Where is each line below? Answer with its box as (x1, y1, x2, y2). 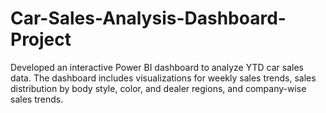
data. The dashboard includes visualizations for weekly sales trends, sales (10, 72, 317, 84)
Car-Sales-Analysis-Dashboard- (10, 7, 287, 30)
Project (10, 28, 72, 51)
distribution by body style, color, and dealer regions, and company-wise (10, 82, 307, 94)
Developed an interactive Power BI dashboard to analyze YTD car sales (10, 61, 304, 73)
